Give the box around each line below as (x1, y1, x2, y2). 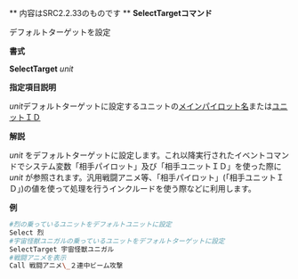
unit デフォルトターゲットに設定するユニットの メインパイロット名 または (9, 101, 273, 111)
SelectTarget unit (9, 63, 74, 74)
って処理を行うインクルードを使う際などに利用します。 (54, 184, 256, 193)
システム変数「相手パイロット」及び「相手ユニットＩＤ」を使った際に (24, 161, 282, 171)
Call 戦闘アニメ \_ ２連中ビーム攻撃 (9, 261, 124, 270)
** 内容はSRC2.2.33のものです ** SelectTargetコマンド (9, 8, 213, 18)
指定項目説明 (9, 82, 56, 92)
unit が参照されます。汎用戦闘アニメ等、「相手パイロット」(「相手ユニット (9, 172, 277, 183)
